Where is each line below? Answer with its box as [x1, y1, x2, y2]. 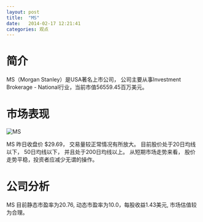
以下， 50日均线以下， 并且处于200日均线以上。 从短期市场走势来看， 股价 [6, 148, 196, 156]
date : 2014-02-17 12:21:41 [6, 20, 81, 26]
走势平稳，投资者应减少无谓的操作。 [6, 156, 98, 163]
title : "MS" [6, 15, 40, 21]
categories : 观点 [6, 26, 49, 33]
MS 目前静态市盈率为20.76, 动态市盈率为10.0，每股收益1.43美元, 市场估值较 [6, 201, 197, 209]
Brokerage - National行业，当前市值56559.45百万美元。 [6, 83, 148, 91]
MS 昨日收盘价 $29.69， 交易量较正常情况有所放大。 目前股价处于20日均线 [6, 140, 196, 148]
